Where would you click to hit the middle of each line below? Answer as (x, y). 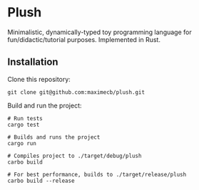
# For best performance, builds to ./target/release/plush (97, 174)
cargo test (24, 125)
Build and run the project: (45, 105)
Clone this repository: (39, 79)
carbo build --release (41, 181)
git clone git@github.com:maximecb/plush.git (76, 92)
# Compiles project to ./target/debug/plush (75, 156)
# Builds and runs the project (54, 137)
